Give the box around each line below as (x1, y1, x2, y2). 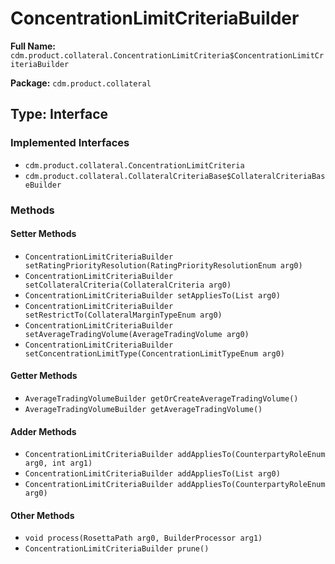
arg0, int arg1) (24, 458, 93, 469)
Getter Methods (10, 370, 78, 382)
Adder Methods (10, 425, 77, 437)
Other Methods (10, 509, 75, 521)
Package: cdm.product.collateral (10, 77, 152, 89)
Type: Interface (10, 106, 109, 123)
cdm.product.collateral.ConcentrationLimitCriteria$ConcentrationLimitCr (10, 50, 325, 61)
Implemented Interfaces (10, 136, 130, 150)
